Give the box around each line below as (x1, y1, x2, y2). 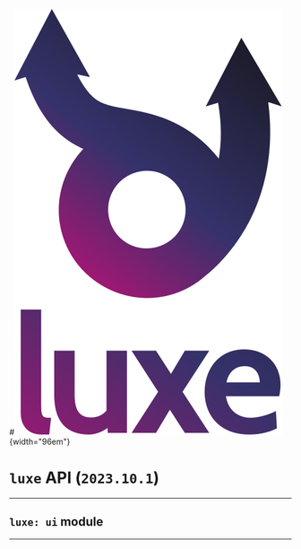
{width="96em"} (9, 436, 71, 447)
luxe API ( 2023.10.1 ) (9, 467, 159, 488)
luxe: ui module (9, 514, 104, 529)
